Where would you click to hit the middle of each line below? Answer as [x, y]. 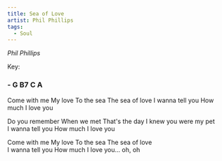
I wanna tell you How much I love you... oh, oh [74, 149]
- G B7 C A [25, 85]
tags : [15, 27]
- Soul [23, 33]
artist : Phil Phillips [40, 20]
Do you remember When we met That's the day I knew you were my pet [111, 121]
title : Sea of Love [36, 14]
